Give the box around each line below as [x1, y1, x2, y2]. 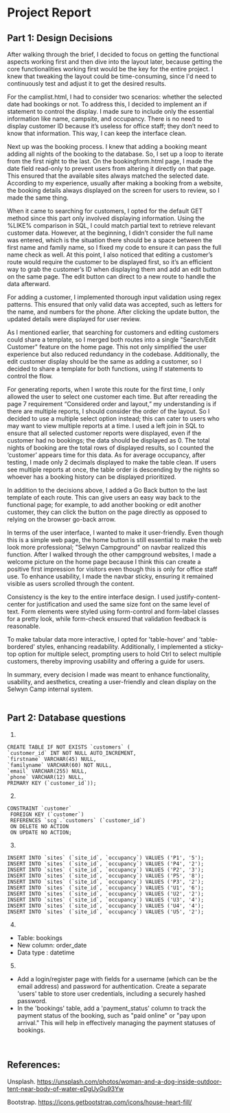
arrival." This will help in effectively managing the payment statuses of [16, 1018, 216, 1027]
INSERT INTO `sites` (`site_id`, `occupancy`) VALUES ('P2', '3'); [7, 866, 205, 873]
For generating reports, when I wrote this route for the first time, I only [7, 386, 205, 393]
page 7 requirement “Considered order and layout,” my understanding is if [7, 400, 217, 408]
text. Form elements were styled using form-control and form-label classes [7, 607, 220, 616]
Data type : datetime [16, 948, 76, 957]
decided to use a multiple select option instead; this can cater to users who [7, 414, 220, 423]
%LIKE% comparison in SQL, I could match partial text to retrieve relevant [7, 222, 216, 229]
